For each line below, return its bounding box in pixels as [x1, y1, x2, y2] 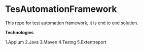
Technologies [5, 29, 34, 35]
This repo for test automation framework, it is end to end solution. [5, 20, 139, 26]
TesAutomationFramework [5, 3, 117, 15]
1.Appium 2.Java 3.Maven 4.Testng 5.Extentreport [5, 39, 107, 45]
